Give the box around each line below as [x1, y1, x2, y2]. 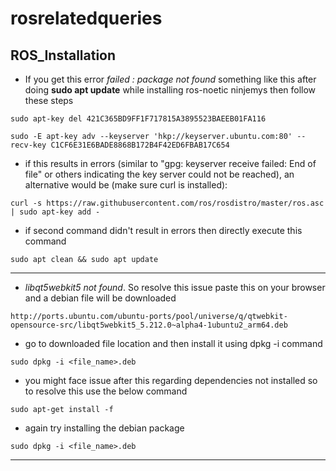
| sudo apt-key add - [10, 207, 101, 217]
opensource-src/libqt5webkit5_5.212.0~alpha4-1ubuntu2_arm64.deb [10, 320, 288, 330]
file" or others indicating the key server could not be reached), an [24, 168, 295, 180]
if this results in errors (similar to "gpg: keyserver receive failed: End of [24, 158, 317, 169]
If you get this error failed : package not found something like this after [24, 73, 317, 85]
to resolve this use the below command [24, 385, 188, 397]
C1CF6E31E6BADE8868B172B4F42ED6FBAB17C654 [50, 140, 230, 150]
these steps [24, 95, 74, 106]
